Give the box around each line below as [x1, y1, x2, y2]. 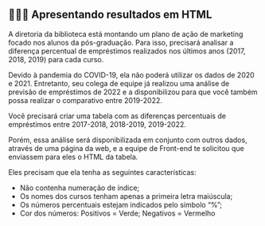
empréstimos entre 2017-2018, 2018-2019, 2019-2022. [8, 119, 187, 129]
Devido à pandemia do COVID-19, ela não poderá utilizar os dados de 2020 [8, 69, 255, 80]
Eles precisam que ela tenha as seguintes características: [8, 167, 197, 176]
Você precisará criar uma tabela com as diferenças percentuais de [8, 111, 227, 121]
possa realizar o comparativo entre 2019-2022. [8, 95, 163, 105]
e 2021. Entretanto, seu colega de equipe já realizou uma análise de [8, 78, 230, 88]
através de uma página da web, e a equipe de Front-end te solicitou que [8, 143, 244, 153]
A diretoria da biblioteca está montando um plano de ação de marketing [8, 29, 244, 38]
